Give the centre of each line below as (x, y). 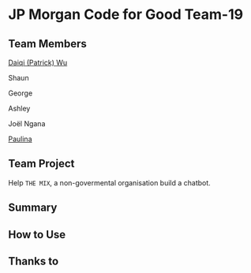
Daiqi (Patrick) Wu (38, 62)
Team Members (47, 44)
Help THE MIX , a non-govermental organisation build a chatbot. (109, 182)
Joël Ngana (27, 123)
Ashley (19, 108)
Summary (33, 208)
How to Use (37, 234)
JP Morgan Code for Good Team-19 (126, 15)
